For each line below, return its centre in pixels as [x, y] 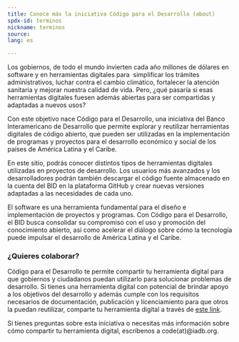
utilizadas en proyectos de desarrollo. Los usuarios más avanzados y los [114, 171]
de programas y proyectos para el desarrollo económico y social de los [112, 142]
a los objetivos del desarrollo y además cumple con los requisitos [103, 294]
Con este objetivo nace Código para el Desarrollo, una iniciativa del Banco [116, 119]
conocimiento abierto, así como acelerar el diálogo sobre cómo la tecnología [120, 230]
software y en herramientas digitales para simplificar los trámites [103, 75]
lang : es [20, 41]
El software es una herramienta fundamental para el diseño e [97, 207]
